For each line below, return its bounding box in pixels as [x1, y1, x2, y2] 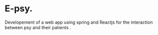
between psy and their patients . [4, 24, 71, 30]
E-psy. [4, 3, 33, 14]
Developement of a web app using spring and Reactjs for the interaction [4, 19, 153, 25]
